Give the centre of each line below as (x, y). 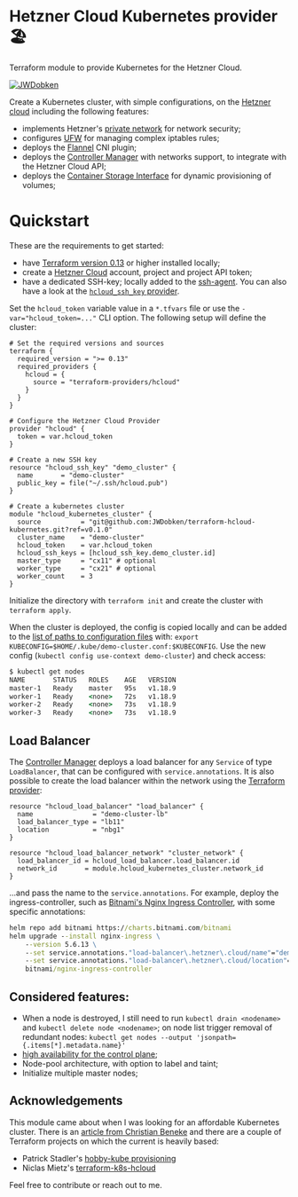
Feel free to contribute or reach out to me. (86, 1185)
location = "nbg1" (71, 830)
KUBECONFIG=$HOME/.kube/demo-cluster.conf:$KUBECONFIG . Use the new (137, 646)
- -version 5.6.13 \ (61, 944)
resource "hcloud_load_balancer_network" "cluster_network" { (126, 853)
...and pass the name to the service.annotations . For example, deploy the (144, 893)
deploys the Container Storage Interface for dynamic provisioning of (147, 176)
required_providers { (57, 366)
